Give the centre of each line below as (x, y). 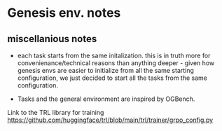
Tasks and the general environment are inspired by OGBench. (106, 99)
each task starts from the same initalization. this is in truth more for (114, 55)
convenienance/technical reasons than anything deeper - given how (116, 63)
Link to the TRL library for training (56, 112)
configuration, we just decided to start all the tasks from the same (112, 78)
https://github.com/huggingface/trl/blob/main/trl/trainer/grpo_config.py (110, 120)
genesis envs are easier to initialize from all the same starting (106, 70)
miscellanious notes (52, 39)
